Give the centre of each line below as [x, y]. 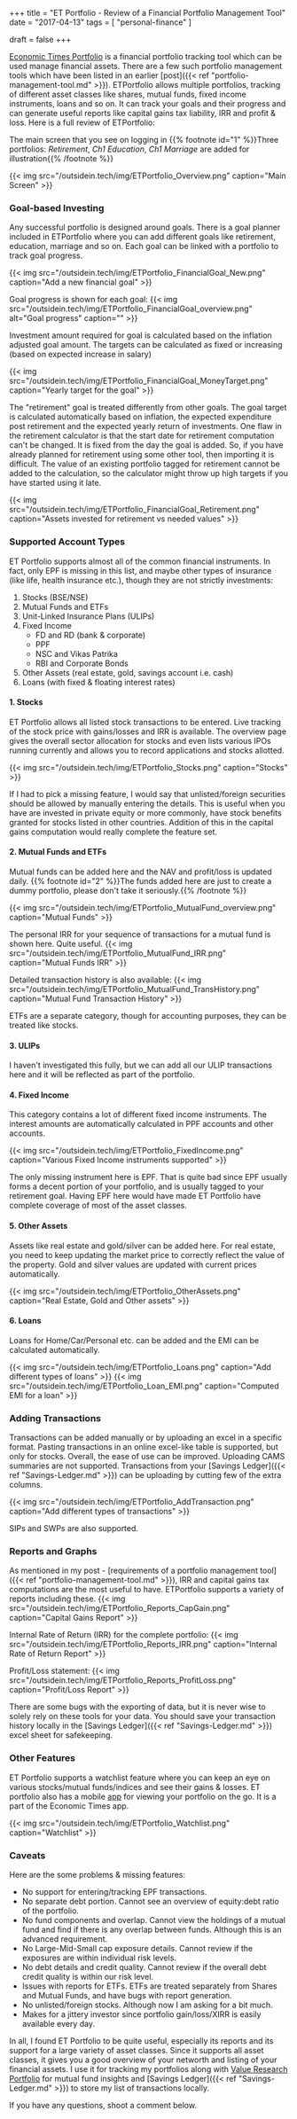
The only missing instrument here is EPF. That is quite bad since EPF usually [148, 1177]
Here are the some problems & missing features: [98, 1875]
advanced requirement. [65, 1939]
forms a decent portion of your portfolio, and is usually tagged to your [137, 1186]
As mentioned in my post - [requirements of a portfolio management [134, 1571]
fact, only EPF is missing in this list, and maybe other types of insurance [141, 570]
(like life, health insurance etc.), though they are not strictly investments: [141, 580]
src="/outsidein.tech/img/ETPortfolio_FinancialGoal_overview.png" [131, 309]
